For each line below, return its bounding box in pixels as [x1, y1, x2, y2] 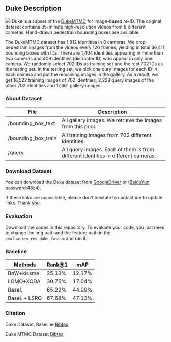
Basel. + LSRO [8, 295, 42, 301]
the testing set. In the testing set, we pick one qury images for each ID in [5, 66, 158, 72]
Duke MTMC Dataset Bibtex [5, 331, 64, 337]
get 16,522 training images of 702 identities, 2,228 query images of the [5, 76, 154, 83]
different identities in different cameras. [62, 152, 156, 160]
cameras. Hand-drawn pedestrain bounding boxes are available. [5, 29, 140, 35]
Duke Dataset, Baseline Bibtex [5, 321, 69, 328]
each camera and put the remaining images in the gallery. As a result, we [5, 71, 158, 77]
